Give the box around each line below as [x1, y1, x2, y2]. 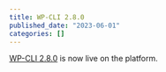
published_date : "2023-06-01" [9, 21, 121, 30]
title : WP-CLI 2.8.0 [9, 12, 86, 22]
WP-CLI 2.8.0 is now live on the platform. [9, 54, 159, 64]
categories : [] [9, 29, 65, 38]
